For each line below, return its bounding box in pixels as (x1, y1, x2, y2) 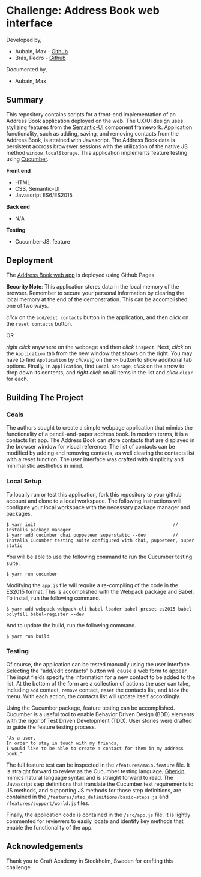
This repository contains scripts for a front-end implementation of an (6, 110, 176, 118)
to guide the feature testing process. (6, 723, 97, 731)
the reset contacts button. (6, 320, 73, 327)
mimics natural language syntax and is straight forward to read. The (6, 774, 174, 781)
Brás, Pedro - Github (14, 54, 66, 61)
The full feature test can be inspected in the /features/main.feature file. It (6, 761, 190, 768)
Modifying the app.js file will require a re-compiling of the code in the (6, 581, 179, 588)
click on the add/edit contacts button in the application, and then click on (6, 313, 189, 321)
